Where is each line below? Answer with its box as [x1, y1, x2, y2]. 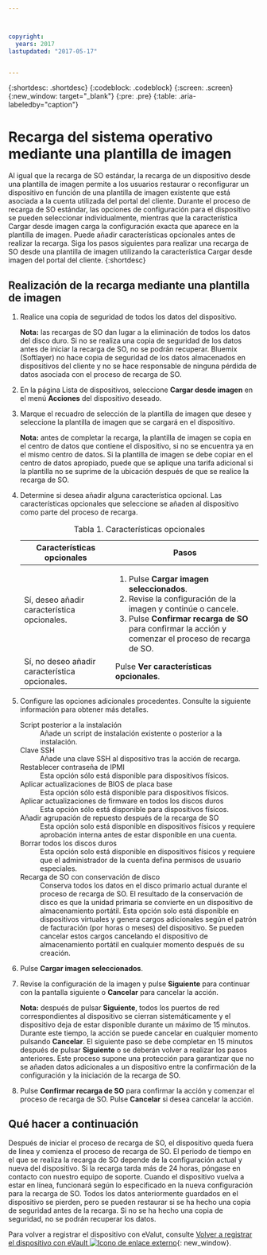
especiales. [39, 864, 78, 873]
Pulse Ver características [114, 661, 212, 672]
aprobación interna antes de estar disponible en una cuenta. [39, 830, 238, 839]
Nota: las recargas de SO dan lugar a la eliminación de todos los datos [19, 328, 251, 337]
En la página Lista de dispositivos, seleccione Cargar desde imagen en [19, 385, 253, 394]
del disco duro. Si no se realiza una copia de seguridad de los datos [19, 336, 242, 346]
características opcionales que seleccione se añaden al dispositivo [19, 499, 239, 509]
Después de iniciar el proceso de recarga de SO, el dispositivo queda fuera [8, 1138, 254, 1148]
